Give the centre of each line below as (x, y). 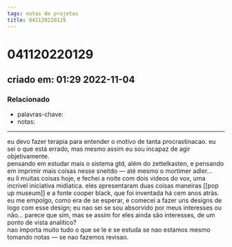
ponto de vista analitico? (42, 223)
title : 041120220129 (37, 20)
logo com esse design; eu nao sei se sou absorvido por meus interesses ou (115, 208)
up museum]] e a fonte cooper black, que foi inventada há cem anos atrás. (113, 193)
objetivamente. (28, 156)
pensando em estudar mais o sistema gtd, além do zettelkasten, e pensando (116, 164)
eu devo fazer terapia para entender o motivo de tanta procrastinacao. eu (112, 142)
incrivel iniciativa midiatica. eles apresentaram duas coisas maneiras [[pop (113, 186)
